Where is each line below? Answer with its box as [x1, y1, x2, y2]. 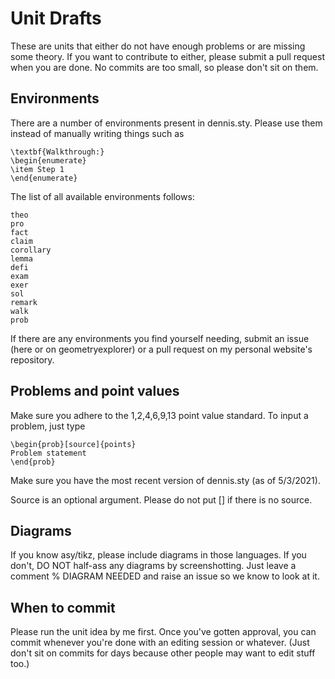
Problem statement [10, 448, 87, 458]
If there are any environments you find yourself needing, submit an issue [10, 332, 310, 344]
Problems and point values [10, 383, 180, 400]
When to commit [10, 599, 116, 616]
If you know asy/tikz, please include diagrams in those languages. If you [10, 549, 307, 561]
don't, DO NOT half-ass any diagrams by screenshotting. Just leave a [10, 560, 297, 572]
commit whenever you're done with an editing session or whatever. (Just [10, 637, 310, 649]
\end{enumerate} [10, 173, 78, 183]
